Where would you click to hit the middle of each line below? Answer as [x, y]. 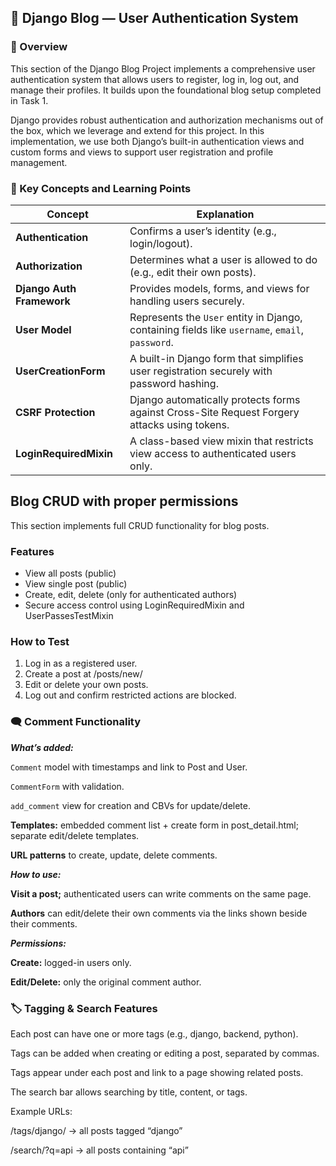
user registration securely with [201, 371]
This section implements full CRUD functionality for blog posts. [140, 525]
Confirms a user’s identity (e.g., [203, 231]
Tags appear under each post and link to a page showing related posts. [157, 1072]
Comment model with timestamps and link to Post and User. [129, 767]
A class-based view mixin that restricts [221, 441]
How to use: [36, 874]
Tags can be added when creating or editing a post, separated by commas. [165, 1053]
